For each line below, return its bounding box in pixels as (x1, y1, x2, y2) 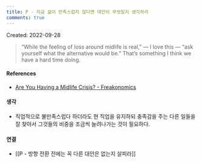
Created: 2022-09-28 (6, 31, 61, 38)
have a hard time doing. (21, 56, 81, 63)
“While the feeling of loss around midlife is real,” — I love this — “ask (21, 43, 193, 50)
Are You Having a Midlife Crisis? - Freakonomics (15, 83, 136, 91)
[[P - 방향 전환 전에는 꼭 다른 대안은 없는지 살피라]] (15, 150, 136, 158)
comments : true (6, 15, 45, 21)
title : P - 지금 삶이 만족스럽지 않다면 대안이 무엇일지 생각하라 (6, 9, 149, 15)
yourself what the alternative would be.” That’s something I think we (21, 49, 192, 57)
